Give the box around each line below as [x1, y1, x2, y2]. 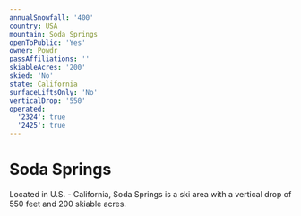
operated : [9, 104, 47, 113]
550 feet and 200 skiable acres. [9, 198, 127, 209]
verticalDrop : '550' [9, 96, 87, 105]
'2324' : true [17, 112, 66, 121]
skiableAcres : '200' [9, 63, 87, 72]
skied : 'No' [9, 71, 54, 80]
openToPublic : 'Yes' [9, 37, 87, 47]
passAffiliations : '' [9, 54, 90, 63]
